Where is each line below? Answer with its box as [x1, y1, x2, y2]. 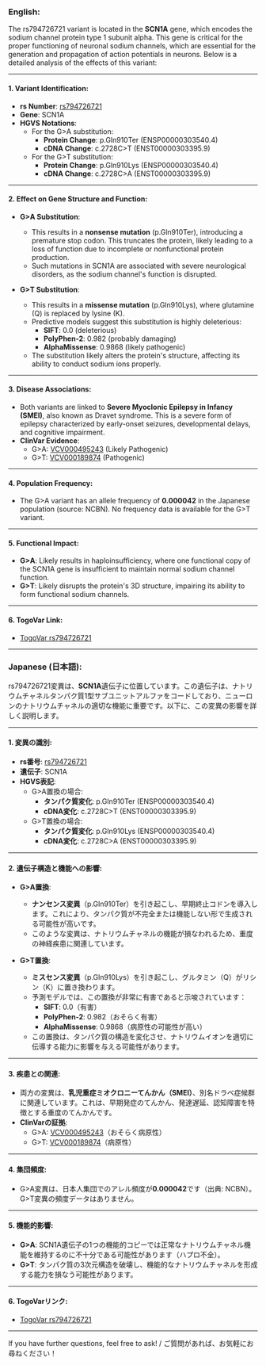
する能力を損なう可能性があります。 [19, 1269, 138, 1279]
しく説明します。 [8, 710, 63, 720]
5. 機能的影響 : [8, 1221, 54, 1230]
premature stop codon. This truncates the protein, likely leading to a [31, 235, 253, 245]
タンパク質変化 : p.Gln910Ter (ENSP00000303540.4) [43, 797, 215, 806]
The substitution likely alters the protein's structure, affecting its [31, 350, 240, 360]
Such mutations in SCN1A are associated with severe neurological [31, 261, 247, 270]
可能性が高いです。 [38, 919, 101, 929]
